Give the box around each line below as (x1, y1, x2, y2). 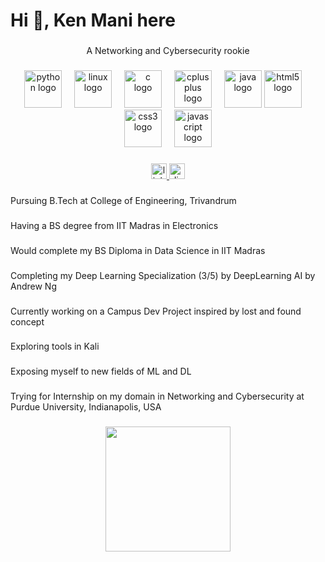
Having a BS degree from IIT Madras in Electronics (10, 219, 219, 231)
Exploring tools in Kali (10, 340, 100, 353)
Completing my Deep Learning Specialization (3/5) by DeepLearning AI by (10, 269, 316, 281)
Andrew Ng (10, 280, 57, 292)
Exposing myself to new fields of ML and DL (10, 365, 192, 378)
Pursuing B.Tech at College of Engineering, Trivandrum (10, 194, 237, 206)
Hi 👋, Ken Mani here (10, 9, 176, 32)
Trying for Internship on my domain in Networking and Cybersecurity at (10, 390, 305, 403)
